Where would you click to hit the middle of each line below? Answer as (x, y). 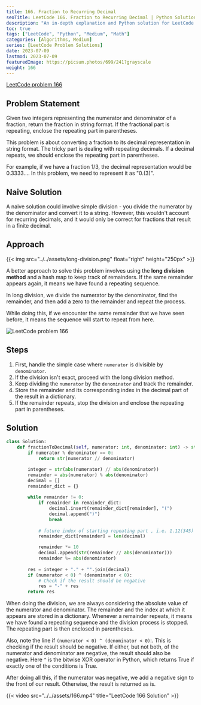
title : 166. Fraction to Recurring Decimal (61, 12)
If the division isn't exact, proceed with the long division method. (95, 377)
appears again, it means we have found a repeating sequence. (83, 283)
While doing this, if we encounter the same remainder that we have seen (95, 313)
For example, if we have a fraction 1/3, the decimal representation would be (99, 167)
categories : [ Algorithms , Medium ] (49, 40)
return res (41, 592)
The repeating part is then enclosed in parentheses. (70, 629)
